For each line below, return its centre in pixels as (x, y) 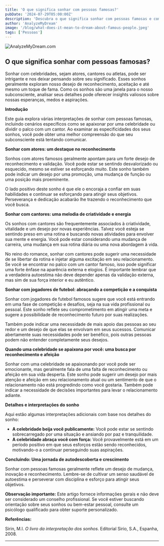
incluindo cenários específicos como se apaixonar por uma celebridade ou (80, 124)
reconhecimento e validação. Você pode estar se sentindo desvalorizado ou (82, 164)
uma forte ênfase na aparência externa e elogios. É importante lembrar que (81, 269)
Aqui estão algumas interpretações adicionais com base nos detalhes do (78, 414)
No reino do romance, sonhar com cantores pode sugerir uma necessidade (81, 254)
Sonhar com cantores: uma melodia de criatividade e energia (68, 214)
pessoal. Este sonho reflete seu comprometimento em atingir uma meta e (79, 309)
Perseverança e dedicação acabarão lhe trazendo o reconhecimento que (79, 199)
